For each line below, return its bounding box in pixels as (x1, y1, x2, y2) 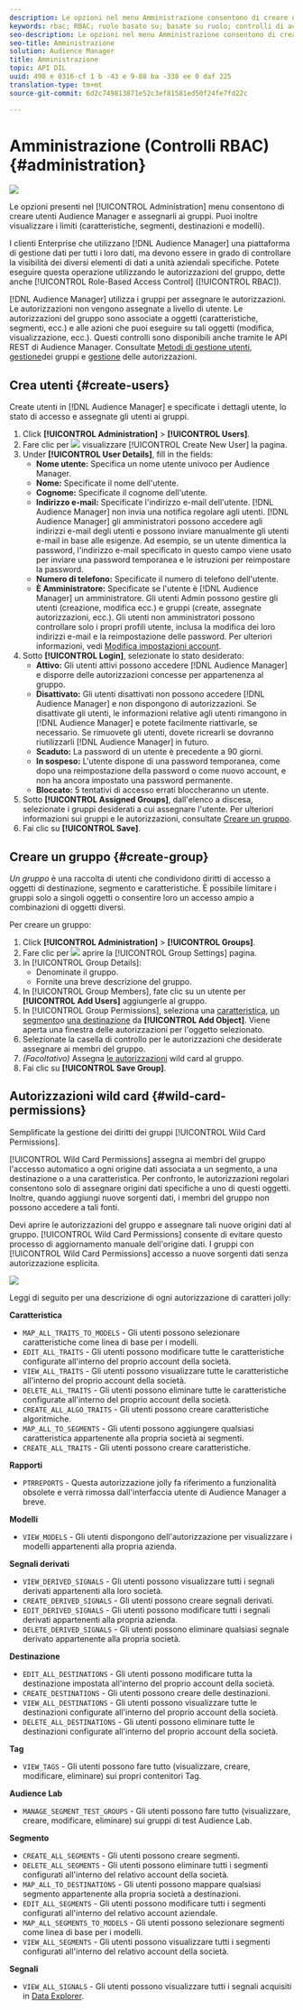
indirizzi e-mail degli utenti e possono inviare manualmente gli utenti (35, 525, 289, 537)
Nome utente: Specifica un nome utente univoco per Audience (35, 459, 271, 469)
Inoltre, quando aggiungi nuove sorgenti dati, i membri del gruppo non (9, 1192, 270, 1203)
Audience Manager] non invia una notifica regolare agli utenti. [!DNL (35, 506, 289, 517)
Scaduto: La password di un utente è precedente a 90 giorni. (35, 746, 263, 757)
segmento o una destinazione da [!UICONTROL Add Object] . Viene (22, 1014, 271, 1025)
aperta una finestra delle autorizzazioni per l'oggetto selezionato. (22, 1024, 265, 1035)
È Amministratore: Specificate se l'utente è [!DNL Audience (35, 583, 259, 594)
